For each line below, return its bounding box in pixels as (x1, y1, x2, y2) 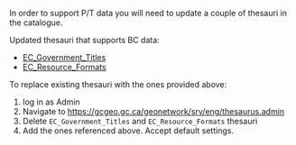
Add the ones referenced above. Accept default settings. (22, 125, 235, 136)
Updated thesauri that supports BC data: (9, 35, 160, 45)
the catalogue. (9, 17, 63, 28)
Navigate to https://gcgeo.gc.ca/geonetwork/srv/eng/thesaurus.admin (22, 106, 285, 116)
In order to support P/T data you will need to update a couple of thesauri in (9, 8, 287, 18)
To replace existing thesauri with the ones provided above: (9, 79, 227, 89)
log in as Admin (22, 96, 81, 107)
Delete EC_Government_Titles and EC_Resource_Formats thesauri (22, 116, 258, 126)
